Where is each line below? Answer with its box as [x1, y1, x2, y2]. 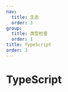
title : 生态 [11, 14, 40, 20]
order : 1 [11, 36, 33, 42]
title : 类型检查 [11, 31, 48, 37]
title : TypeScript [6, 42, 51, 48]
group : [6, 25, 22, 31]
